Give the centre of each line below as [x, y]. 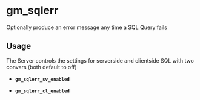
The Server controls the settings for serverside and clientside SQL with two [100, 60]
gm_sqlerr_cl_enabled [42, 91]
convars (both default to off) [42, 67]
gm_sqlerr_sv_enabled [42, 79]
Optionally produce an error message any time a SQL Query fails [87, 27]
